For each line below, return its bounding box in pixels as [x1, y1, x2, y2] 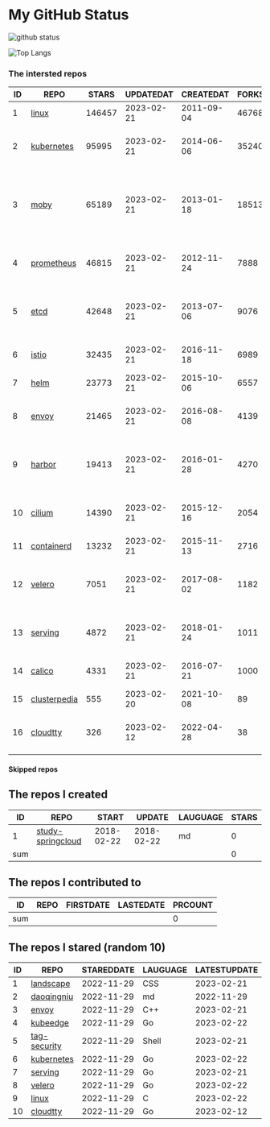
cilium [31, 508, 54, 519]
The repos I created [8, 788, 108, 802]
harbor [31, 459, 56, 470]
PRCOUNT [172, 900, 214, 911]
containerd [31, 541, 72, 552]
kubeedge [31, 1017, 70, 1029]
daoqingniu [31, 991, 74, 1002]
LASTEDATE [117, 900, 166, 911]
